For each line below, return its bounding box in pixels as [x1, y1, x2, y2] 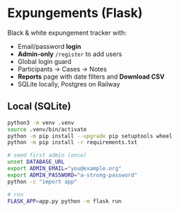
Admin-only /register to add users [17, 50, 122, 58]
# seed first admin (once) [7, 152, 87, 159]
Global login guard [17, 57, 72, 65]
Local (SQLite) [7, 101, 71, 113]
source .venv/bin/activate [7, 125, 87, 133]
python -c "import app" [7, 178, 78, 185]
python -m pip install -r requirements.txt [7, 139, 138, 146]
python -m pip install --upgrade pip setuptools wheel [7, 133, 173, 140]
